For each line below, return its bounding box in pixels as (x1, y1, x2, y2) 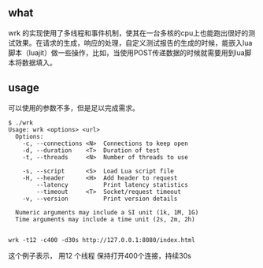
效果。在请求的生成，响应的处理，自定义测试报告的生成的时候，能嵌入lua (14, 38, 253, 47)
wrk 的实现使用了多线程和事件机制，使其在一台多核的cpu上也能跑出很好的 (8, 28, 249, 38)
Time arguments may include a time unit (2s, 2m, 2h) (15, 215, 195, 223)
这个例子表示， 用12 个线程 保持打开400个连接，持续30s (8, 251, 191, 260)
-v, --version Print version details (22, 195, 178, 203)
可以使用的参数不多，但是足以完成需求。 (8, 102, 139, 113)
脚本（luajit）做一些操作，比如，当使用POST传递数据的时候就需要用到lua (8, 47, 246, 58)
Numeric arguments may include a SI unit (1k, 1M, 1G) (15, 208, 199, 216)
